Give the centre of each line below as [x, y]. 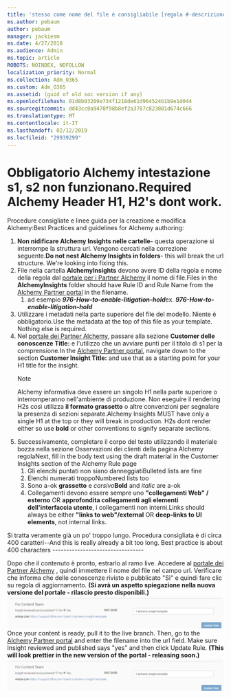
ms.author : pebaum [33, 22]
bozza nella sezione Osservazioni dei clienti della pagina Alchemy [110, 449]
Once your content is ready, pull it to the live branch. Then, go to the [104, 633]
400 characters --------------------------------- [76, 550]
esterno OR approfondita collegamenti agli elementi [103, 500]
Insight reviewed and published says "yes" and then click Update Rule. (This [115, 648]
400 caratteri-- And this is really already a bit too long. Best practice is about [115, 543]
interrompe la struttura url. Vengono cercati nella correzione [102, 249]
